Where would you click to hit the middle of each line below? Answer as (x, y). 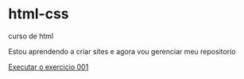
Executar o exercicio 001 (48, 67)
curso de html (31, 36)
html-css (39, 14)
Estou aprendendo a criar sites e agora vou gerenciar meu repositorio (122, 51)
